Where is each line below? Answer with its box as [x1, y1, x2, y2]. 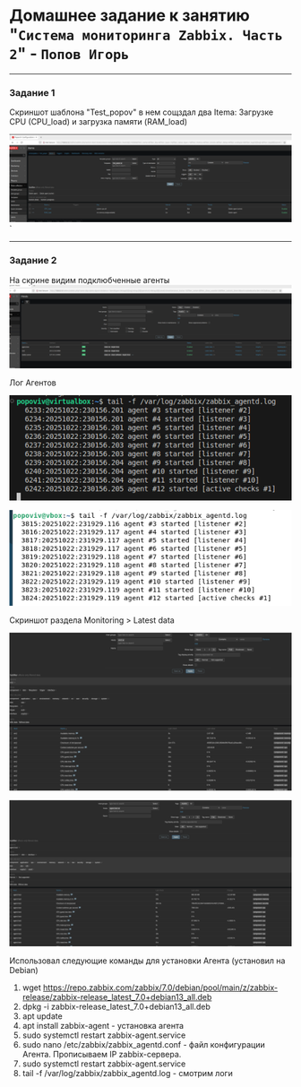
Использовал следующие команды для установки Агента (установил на [9, 955, 286, 966]
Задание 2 [9, 254, 57, 267]
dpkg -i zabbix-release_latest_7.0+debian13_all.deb [21, 1001, 211, 1012]
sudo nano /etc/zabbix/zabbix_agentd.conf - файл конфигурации [21, 1039, 266, 1049]
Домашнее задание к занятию [9, 5, 251, 26]
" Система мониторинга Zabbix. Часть [9, 24, 284, 45]
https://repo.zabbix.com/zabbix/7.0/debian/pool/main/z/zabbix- [43, 982, 279, 993]
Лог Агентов [9, 377, 56, 388]
